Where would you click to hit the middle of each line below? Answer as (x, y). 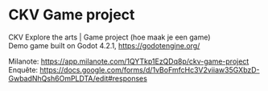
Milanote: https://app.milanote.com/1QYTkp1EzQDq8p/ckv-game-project (129, 61)
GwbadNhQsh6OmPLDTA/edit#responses (78, 78)
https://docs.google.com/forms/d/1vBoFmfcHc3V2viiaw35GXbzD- (150, 69)
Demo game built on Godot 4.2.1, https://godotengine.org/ (104, 45)
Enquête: (23, 69)
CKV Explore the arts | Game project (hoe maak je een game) (109, 37)
